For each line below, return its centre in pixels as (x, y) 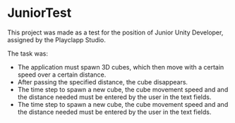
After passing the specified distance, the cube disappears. (103, 82)
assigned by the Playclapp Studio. (56, 39)
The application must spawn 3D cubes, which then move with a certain (121, 67)
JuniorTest (40, 13)
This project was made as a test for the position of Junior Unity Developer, (115, 32)
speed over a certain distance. (62, 75)
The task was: (28, 53)
